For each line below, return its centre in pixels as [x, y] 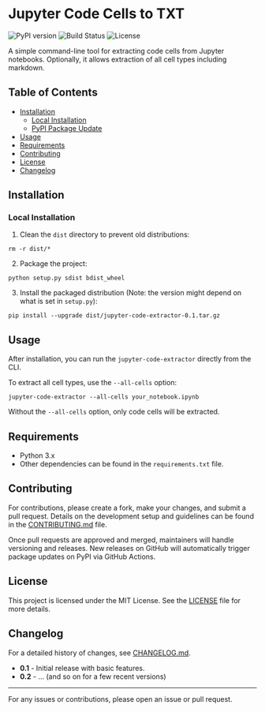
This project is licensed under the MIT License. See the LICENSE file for [125, 600]
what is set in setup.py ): [58, 302]
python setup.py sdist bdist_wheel [67, 278]
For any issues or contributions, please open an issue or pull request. [120, 699]
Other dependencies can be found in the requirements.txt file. [121, 464]
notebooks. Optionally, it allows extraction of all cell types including [118, 59]
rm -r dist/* [30, 249]
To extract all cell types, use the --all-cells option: [93, 383]
